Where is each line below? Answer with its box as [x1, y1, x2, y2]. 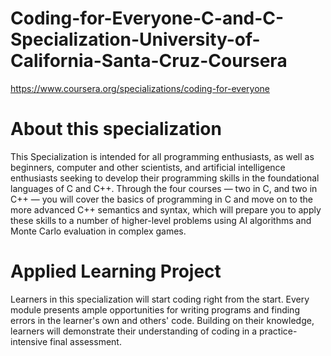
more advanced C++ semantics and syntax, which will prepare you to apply [10, 203, 322, 216]
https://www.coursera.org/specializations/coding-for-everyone [10, 82, 270, 94]
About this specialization [10, 118, 222, 141]
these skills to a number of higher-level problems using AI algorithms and [10, 214, 312, 226]
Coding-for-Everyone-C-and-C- [10, 7, 285, 30]
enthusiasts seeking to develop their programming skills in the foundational [10, 172, 320, 184]
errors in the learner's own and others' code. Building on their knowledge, [10, 314, 315, 326]
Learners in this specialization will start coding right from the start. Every [10, 293, 310, 305]
